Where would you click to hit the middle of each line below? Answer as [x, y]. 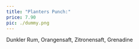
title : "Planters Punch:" [38, 12]
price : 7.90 [21, 17]
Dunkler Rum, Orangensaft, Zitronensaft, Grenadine [69, 40]
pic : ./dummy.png [28, 23]
